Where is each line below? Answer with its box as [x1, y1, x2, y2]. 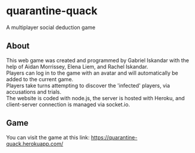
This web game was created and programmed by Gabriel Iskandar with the [6, 56, 189, 63]
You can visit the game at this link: [6, 133, 90, 141]
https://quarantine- [91, 133, 138, 141]
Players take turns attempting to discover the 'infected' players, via [6, 82, 171, 89]
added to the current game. [6, 75, 74, 82]
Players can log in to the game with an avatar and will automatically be [6, 69, 178, 76]
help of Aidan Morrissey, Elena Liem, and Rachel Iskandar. [6, 63, 149, 70]
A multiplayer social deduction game [6, 24, 96, 31]
